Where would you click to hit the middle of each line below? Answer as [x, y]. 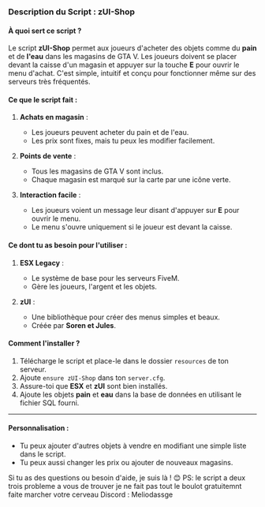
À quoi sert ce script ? [45, 31]
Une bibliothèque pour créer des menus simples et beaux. [126, 317]
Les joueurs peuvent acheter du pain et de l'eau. [110, 132]
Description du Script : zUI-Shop [72, 12]
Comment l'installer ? [44, 343]
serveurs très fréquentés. [49, 82]
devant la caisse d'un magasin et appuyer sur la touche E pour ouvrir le [124, 65]
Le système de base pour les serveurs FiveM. [105, 278]
